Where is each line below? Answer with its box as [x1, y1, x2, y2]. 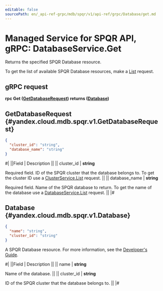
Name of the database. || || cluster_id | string [5, 271, 96, 276]
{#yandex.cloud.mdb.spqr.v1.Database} [5, 211, 131, 219]
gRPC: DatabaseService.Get [5, 43, 122, 54]
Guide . [5, 252, 19, 257]
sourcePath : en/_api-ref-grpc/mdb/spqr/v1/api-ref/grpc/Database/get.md [5, 12, 156, 17]
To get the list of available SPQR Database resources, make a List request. [5, 69, 154, 75]
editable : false [5, 7, 38, 12]
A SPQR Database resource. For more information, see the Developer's [5, 247, 148, 252]
